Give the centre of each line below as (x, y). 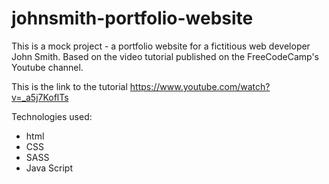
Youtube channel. (47, 67)
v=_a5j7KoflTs (40, 97)
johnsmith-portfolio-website (132, 18)
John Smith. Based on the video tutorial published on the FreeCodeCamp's (165, 56)
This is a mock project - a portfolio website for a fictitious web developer (161, 46)
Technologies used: (52, 116)
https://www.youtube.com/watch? (200, 86)
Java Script (49, 168)
